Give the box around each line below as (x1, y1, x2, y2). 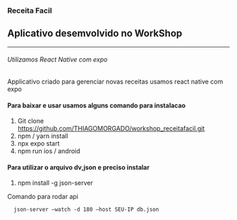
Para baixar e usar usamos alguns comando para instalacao (7, 101, 186, 110)
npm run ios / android (17, 147, 80, 156)
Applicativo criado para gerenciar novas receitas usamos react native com (7, 77, 224, 86)
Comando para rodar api (7, 192, 79, 201)
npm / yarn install (17, 132, 68, 140)
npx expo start (17, 139, 60, 148)
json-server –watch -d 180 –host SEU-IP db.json (13, 206, 159, 214)
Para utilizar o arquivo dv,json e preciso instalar (7, 163, 150, 171)
